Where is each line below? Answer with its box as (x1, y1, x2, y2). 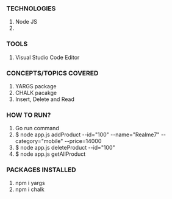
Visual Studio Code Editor (15, 54, 80, 61)
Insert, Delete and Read (15, 96, 74, 103)
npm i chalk (15, 186, 45, 193)
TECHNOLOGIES (6, 4, 56, 13)
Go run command (15, 125, 59, 132)
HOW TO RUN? (6, 111, 51, 119)
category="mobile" (15, 138, 63, 145)
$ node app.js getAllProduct (15, 150, 86, 158)
